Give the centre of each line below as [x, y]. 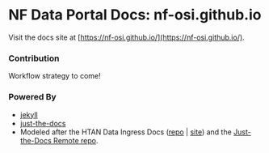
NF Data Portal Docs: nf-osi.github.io [135, 15]
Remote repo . [76, 140]
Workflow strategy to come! [55, 76]
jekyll [29, 114]
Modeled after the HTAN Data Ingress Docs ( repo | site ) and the [126, 132]
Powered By [32, 97]
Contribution [34, 58]
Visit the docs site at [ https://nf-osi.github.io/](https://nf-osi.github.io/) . [126, 37]
